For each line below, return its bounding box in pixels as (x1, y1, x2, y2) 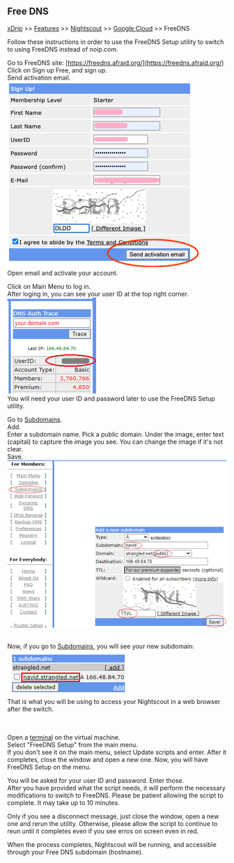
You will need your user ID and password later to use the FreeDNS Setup (7, 394, 216, 403)
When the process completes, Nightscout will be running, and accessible (7, 841, 217, 849)
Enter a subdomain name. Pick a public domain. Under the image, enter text (7, 430, 224, 438)
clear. (7, 444, 23, 453)
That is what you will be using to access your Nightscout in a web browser (7, 698, 221, 706)
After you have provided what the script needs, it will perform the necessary (7, 784, 226, 793)
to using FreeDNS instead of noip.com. (7, 45, 118, 53)
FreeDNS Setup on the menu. (7, 763, 91, 772)
